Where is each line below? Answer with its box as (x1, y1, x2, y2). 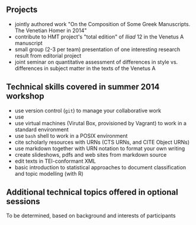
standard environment (14, 126, 69, 133)
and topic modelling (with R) (14, 170, 84, 177)
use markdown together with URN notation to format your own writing (14, 145, 185, 152)
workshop (6, 91, 44, 102)
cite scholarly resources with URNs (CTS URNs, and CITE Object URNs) (14, 138, 189, 145)
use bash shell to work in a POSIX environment (14, 132, 128, 139)
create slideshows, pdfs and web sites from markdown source (14, 151, 167, 158)
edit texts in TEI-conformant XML (14, 157, 97, 164)
